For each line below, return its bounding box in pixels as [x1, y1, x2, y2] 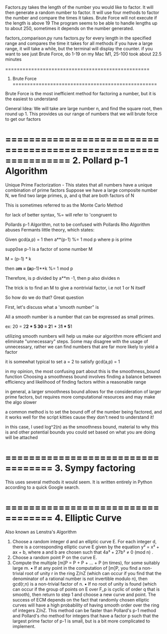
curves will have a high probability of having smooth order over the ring [12, 602, 160, 608]
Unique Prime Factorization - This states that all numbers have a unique [5, 182, 153, 188]
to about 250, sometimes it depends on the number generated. [5, 25, 135, 31]
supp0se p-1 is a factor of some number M [5, 246, 93, 252]
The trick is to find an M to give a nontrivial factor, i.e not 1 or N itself [5, 284, 146, 291]
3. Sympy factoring [54, 462, 136, 474]
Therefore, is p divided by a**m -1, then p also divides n [5, 275, 120, 281]
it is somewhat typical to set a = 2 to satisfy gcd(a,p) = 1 [5, 359, 120, 365]
